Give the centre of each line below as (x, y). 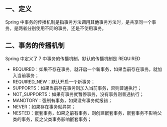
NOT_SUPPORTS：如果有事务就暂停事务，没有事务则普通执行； (78, 94)
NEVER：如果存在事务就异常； (44, 106)
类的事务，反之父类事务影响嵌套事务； (52, 119)
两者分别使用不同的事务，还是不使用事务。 (62, 28)
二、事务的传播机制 (35, 46)
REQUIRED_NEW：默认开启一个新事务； (54, 81)
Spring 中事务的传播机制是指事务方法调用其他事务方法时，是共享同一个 (78, 22)
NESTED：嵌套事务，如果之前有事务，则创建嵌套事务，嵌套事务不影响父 (87, 113)
